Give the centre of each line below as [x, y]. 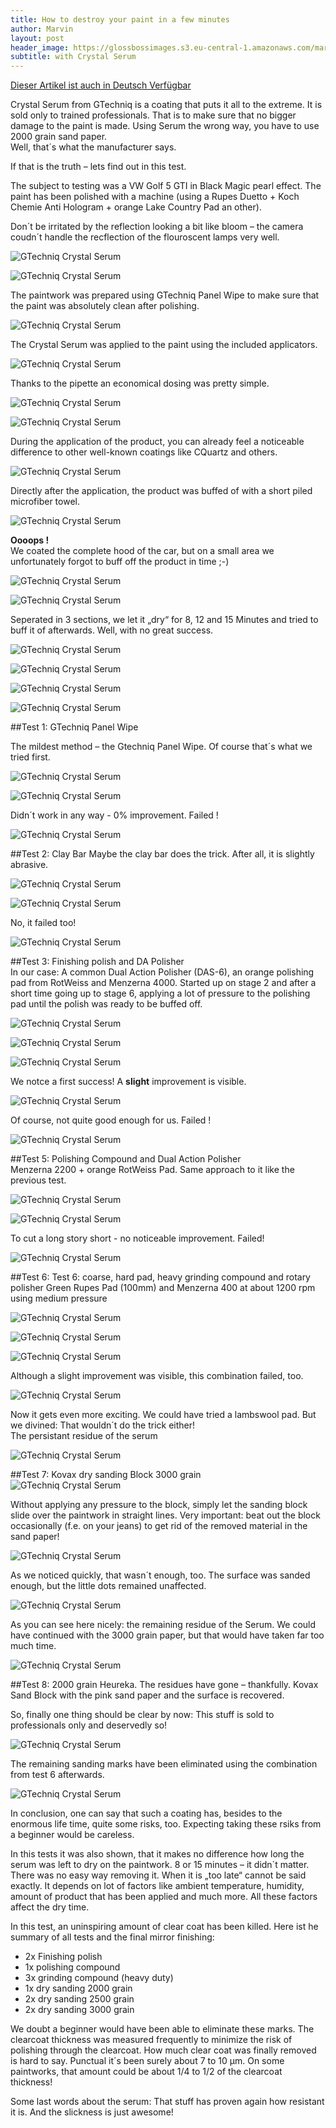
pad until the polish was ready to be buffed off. [106, 1004]
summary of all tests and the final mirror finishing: [112, 1937]
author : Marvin [42, 29]
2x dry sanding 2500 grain [79, 1999]
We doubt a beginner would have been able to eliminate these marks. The [162, 2029]
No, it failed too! [43, 923]
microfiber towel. [45, 502]
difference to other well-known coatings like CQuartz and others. [144, 452]
